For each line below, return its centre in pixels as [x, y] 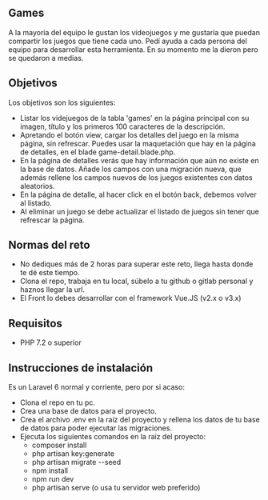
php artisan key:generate [73, 454]
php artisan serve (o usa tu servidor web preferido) [116, 488]
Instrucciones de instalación [81, 368]
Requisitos [35, 323]
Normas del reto [49, 245]
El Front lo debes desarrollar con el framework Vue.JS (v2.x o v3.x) [130, 298]
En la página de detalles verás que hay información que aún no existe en [139, 160]
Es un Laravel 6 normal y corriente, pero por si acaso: [97, 387]
